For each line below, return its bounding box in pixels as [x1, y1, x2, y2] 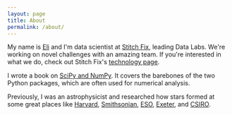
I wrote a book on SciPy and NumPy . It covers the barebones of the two [7, 71, 215, 80]
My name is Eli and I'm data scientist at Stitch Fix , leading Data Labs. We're [7, 43, 226, 52]
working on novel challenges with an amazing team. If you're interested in [7, 50, 222, 59]
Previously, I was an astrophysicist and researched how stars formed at [7, 92, 215, 101]
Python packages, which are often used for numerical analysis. [7, 79, 190, 87]
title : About [7, 17, 46, 24]
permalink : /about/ [7, 23, 65, 30]
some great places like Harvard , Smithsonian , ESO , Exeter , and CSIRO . [7, 100, 212, 109]
